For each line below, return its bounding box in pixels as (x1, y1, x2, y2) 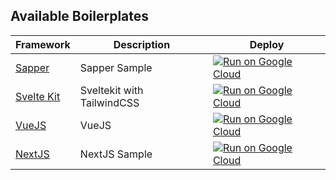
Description (113, 37, 171, 51)
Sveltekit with (79, 83, 144, 97)
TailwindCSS (79, 95, 140, 109)
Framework (15, 37, 71, 51)
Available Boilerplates (10, 8, 150, 25)
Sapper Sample (79, 60, 153, 74)
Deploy (249, 37, 285, 51)
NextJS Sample (79, 147, 153, 161)
